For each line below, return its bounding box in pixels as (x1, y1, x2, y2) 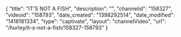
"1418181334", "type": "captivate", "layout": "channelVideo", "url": (5, 18, 166, 24)
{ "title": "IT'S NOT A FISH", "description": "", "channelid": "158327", (5, 5, 172, 12)
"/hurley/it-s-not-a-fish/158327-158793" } (5, 24, 108, 31)
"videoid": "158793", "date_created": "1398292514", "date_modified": (5, 11, 175, 18)
